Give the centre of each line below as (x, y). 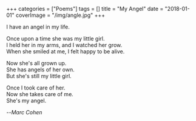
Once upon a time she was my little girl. (56, 38)
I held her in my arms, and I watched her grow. (64, 45)
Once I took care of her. (36, 88)
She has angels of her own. (40, 70)
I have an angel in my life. (38, 27)
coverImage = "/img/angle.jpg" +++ (60, 15)
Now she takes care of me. (40, 94)
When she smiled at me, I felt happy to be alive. (66, 51)
